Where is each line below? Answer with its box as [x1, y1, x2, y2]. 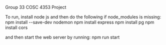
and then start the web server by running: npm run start [5, 34, 120, 40]
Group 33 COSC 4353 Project [5, 4, 66, 10]
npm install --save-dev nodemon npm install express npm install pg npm [5, 19, 154, 25]
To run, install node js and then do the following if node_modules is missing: [5, 14, 161, 19]
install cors [5, 24, 28, 30]
